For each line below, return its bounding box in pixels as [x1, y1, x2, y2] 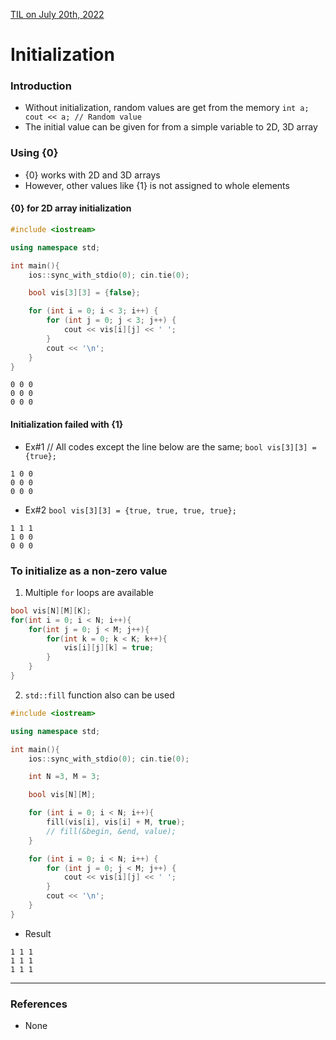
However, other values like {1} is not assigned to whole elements [24, 179, 290, 191]
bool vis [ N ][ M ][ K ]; [10, 605, 92, 616]
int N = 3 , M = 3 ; [28, 772, 101, 782]
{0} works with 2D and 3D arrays [24, 169, 161, 181]
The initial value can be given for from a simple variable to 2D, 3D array [24, 121, 318, 133]
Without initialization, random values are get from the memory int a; [24, 102, 310, 114]
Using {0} [10, 146, 59, 160]
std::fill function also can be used [24, 689, 175, 701]
